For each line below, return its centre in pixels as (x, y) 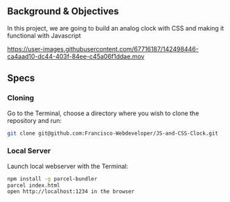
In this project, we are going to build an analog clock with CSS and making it (116, 28)
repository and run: (35, 120)
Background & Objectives (63, 11)
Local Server (29, 151)
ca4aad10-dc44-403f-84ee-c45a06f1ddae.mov (76, 56)
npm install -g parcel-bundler (52, 179)
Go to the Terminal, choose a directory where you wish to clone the (103, 113)
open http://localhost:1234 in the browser (71, 192)
